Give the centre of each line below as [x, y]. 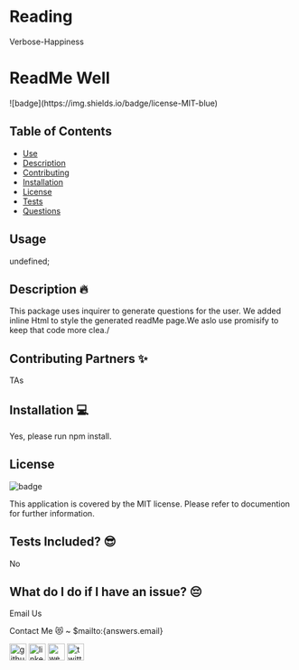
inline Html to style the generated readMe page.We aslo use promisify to [144, 321]
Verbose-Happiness [47, 42]
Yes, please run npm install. [61, 436]
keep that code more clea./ [60, 330]
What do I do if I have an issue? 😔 [106, 592]
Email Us [26, 614]
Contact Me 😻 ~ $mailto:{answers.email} [86, 631]
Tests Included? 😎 [63, 542]
